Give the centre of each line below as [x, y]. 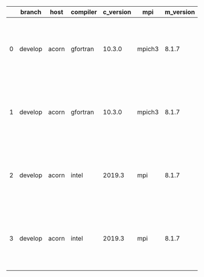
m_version [180, 12]
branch [31, 12]
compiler [84, 12]
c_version [117, 12]
